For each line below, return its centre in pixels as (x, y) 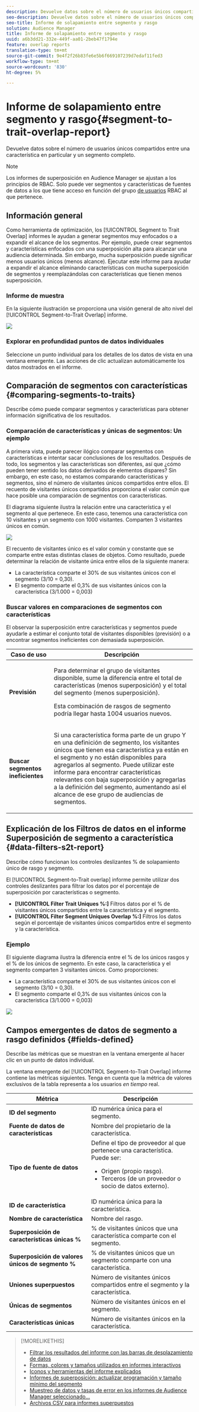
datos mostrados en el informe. (44, 367)
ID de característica (38, 1205)
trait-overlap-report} (58, 132)
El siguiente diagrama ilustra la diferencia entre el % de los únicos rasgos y (98, 957)
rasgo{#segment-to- (120, 120)
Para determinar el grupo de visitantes (107, 670)
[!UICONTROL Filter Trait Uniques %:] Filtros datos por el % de (92, 904)
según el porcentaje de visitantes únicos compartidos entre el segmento (103, 922)
